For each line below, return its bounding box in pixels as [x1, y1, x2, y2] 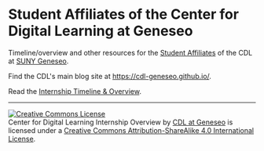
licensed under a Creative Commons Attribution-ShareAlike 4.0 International [8, 125, 255, 135]
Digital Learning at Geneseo [8, 22, 193, 40]
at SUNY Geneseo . [8, 56, 69, 66]
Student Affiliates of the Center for [8, 5, 240, 23]
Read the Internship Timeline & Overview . [8, 86, 141, 95]
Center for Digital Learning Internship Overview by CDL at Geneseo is [8, 117, 233, 127]
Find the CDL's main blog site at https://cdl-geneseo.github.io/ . [8, 71, 212, 81]
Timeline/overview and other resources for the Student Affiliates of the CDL [8, 48, 253, 57]
